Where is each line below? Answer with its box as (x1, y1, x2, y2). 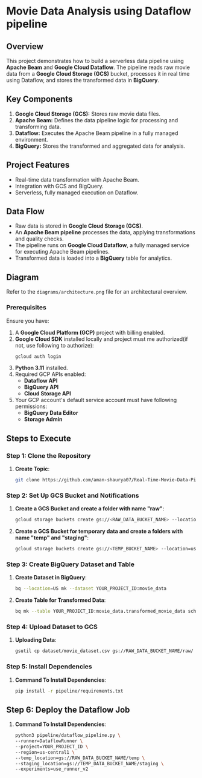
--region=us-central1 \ (14, 749, 75, 755)
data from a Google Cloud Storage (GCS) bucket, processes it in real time (6, 70, 190, 77)
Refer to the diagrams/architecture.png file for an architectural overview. (6, 288, 188, 295)
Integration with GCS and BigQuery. (14, 182, 104, 190)
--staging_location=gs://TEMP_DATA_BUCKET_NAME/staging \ (14, 760, 164, 766)
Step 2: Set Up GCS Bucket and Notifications (6, 491, 139, 499)
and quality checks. (14, 235, 65, 243)
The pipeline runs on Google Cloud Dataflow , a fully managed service (14, 242, 190, 249)
